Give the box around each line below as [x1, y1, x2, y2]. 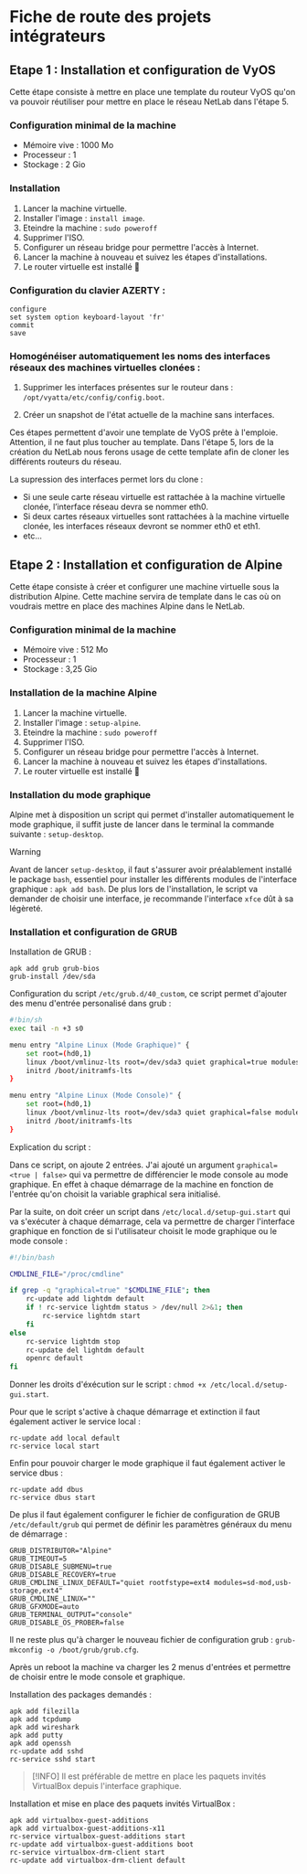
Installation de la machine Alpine [9, 687, 157, 699]
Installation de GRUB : [9, 946, 91, 957]
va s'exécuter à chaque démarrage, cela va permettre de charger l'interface [9, 1216, 295, 1227]
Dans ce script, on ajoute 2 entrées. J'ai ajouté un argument [9, 1159, 235, 1170]
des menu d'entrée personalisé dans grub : [9, 998, 172, 1009]
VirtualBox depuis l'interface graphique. [31, 1781, 182, 1792]
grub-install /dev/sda [9, 972, 96, 982]
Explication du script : [9, 1141, 91, 1153]
